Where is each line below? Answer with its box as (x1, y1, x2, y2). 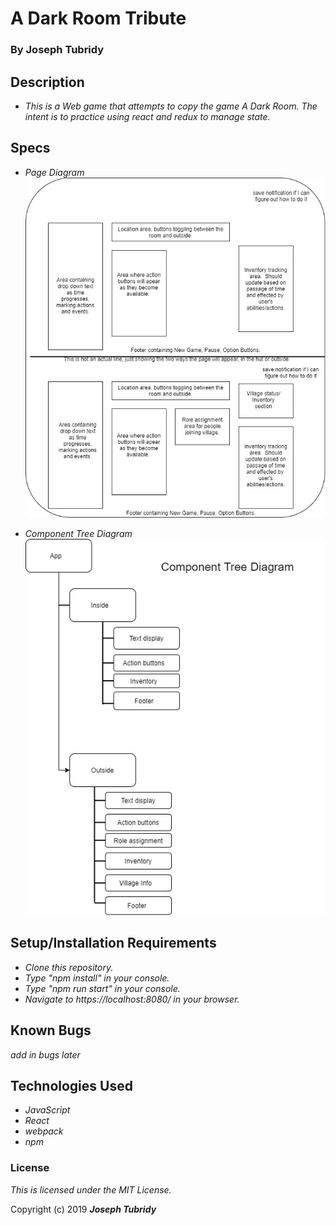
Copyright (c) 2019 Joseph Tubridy (10, 1203, 157, 1215)
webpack (24, 1125, 64, 1137)
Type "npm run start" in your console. (24, 982, 181, 994)
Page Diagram (24, 166, 85, 178)
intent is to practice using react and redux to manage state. (24, 110, 271, 122)
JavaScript (24, 1104, 71, 1116)
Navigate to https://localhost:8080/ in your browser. (24, 993, 240, 1005)
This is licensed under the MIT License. (10, 1183, 172, 1196)
